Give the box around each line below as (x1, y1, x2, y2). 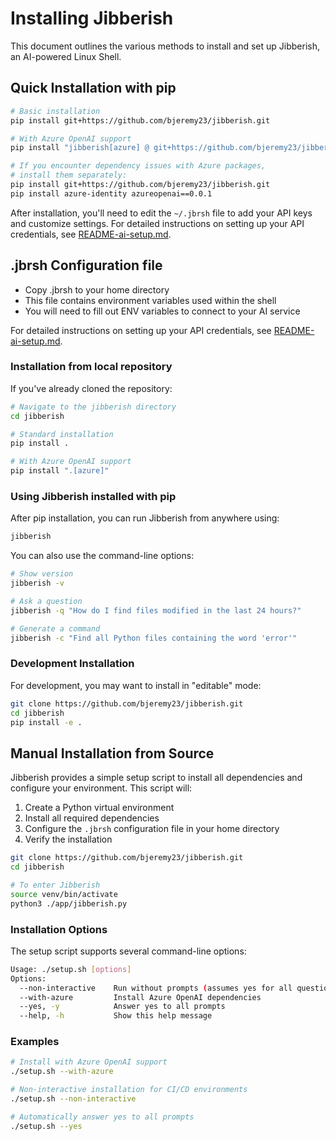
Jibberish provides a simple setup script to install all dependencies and (10, 772, 303, 784)
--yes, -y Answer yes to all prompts (19, 1002, 226, 1012)
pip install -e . (10, 717, 83, 727)
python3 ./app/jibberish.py (10, 898, 128, 909)
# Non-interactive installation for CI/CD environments (10, 1085, 248, 1095)
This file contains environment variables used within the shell (24, 294, 277, 306)
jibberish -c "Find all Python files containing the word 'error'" (10, 633, 298, 643)
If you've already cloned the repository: (10, 382, 173, 394)
